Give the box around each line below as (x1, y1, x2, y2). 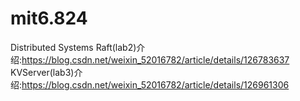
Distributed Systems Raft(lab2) (10, 41, 137, 53)
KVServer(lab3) (10, 66, 75, 78)
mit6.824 (10, 7, 88, 30)
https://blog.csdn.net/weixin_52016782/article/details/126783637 (21, 53, 290, 66)
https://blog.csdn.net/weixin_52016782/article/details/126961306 (21, 78, 290, 91)
